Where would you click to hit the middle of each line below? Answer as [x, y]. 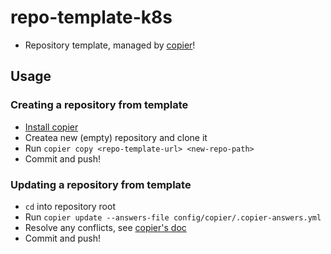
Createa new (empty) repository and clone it [116, 137]
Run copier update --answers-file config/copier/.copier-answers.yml [173, 217]
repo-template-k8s [91, 17]
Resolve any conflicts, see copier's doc [105, 227]
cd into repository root [70, 206]
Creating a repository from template [99, 105]
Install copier [51, 127]
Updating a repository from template [101, 184]
